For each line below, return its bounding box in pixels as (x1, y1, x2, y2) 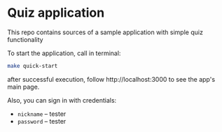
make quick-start (7, 62, 58, 69)
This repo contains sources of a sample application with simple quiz (7, 28, 203, 36)
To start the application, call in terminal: (7, 49, 121, 57)
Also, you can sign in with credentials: (7, 96, 117, 104)
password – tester (17, 117, 67, 125)
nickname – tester (17, 110, 67, 118)
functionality (7, 35, 43, 43)
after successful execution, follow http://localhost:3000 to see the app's (7, 75, 216, 83)
